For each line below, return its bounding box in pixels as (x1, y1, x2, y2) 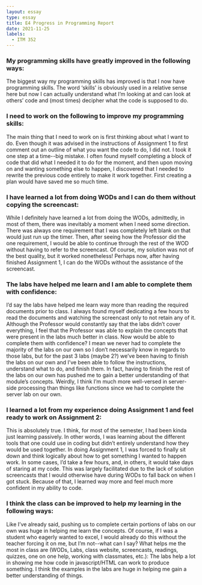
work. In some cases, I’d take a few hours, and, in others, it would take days (6, 459, 194, 466)
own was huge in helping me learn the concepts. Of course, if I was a (6, 527, 178, 534)
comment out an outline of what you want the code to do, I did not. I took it (6, 145, 191, 153)
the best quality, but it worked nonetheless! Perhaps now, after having (6, 252, 179, 259)
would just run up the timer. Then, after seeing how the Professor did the (6, 233, 186, 240)
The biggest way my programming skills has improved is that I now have (6, 78, 185, 85)
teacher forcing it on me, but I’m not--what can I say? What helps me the (6, 539, 186, 547)
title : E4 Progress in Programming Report (6, 20, 114, 26)
